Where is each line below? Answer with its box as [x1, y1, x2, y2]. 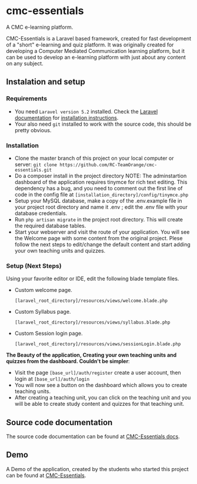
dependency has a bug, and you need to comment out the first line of [14, 184, 183, 191]
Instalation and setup [6, 77, 85, 87]
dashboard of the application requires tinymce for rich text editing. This [14, 178, 188, 186]
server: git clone [14, 160, 58, 168]
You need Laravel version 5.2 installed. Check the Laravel [14, 107, 158, 115]
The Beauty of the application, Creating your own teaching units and [6, 351, 177, 359]
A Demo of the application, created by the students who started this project [6, 465, 189, 472]
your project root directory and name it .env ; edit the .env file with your [14, 203, 188, 210]
